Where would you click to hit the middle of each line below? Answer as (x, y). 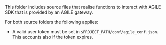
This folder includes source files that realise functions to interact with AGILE (83, 7)
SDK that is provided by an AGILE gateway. (49, 12)
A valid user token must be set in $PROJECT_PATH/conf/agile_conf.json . (85, 32)
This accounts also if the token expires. (53, 37)
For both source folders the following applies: (52, 22)
